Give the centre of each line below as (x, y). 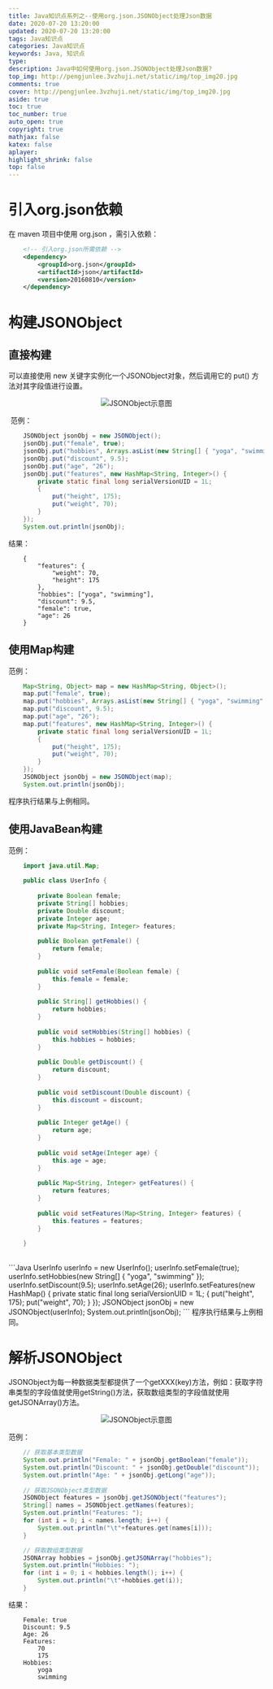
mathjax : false (34, 137)
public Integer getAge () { (83, 1123)
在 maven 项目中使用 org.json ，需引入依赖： (84, 234)
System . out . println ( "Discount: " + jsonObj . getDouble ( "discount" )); (141, 1467)
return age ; (72, 1130)
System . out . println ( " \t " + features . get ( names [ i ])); (125, 1528)
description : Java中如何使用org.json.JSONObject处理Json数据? (110, 69)
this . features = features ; (97, 1221)
